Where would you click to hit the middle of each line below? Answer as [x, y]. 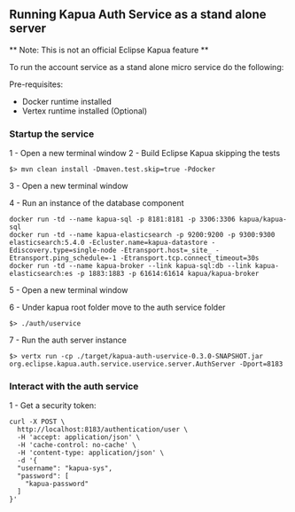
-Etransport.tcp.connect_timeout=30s [190, 258]
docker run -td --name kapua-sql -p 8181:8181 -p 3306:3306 [123, 220]
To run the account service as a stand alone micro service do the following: [147, 67]
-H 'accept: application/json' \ [79, 437]
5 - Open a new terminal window [69, 290]
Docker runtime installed [67, 101]
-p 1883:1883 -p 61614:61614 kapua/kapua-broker [168, 274]
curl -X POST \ [37, 422]
